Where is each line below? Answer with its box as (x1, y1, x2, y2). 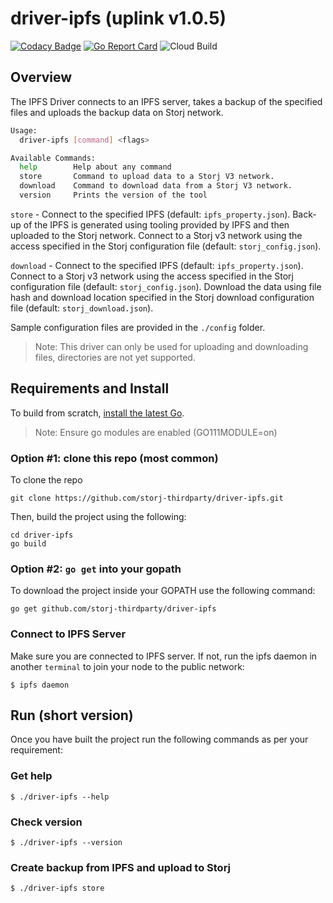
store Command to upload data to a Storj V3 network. (19, 172, 275, 182)
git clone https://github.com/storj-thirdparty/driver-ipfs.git (10, 493, 284, 503)
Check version (10, 815, 83, 829)
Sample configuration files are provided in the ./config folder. (10, 321, 266, 333)
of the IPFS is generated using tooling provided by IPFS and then (23, 218, 290, 231)
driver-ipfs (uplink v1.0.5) (10, 7, 227, 30)
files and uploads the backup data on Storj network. (10, 106, 224, 118)
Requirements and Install (10, 380, 170, 397)
